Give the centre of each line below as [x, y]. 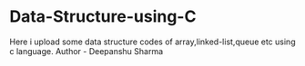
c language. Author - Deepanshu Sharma [86, 51]
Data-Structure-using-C [103, 17]
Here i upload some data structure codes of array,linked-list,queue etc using [152, 42]
